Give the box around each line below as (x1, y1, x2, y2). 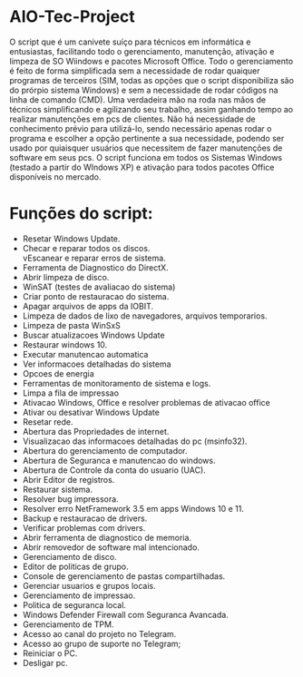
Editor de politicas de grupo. (22, 561, 129, 572)
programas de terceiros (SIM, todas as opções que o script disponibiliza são (9, 74, 295, 85)
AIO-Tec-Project (9, 6, 136, 27)
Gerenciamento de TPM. (22, 619, 114, 630)
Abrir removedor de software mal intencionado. (22, 542, 200, 553)
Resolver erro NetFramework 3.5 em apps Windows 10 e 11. (22, 503, 245, 514)
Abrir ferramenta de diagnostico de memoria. (22, 532, 192, 543)
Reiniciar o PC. (22, 647, 78, 659)
